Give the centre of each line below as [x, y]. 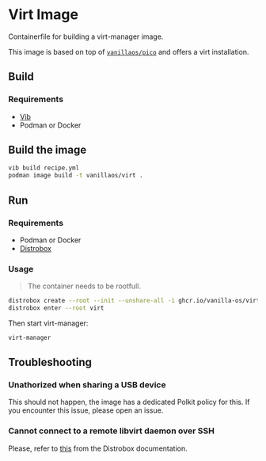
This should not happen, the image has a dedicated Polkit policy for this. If [129, 402]
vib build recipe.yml [44, 168]
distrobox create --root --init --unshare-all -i [92, 301]
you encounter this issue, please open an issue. [86, 410]
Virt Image [44, 15]
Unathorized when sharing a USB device [87, 385]
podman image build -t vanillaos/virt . [76, 176]
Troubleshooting [50, 362]
